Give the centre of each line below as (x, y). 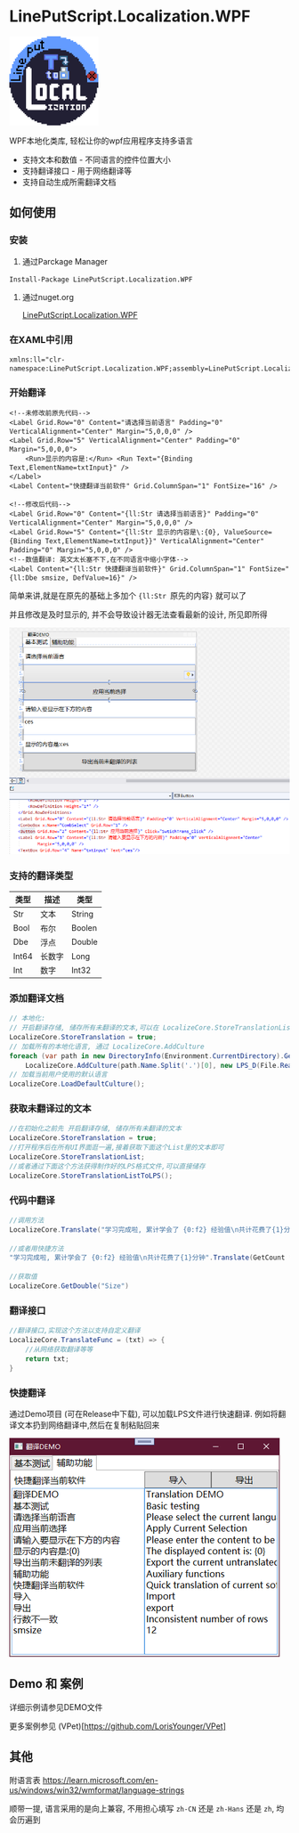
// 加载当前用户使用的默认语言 (59, 1075)
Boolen (84, 928)
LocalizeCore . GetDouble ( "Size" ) (69, 1286)
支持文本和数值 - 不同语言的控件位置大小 (97, 159)
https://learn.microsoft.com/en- (100, 1780)
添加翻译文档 (37, 998)
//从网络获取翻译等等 (59, 1350)
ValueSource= (248, 533)
